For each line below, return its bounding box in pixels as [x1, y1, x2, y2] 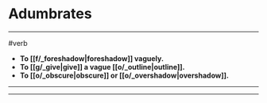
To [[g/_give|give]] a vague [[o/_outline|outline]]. [19, 62, 185, 71]
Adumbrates [8, 5, 93, 23]
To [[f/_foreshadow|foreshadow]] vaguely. [19, 53, 164, 63]
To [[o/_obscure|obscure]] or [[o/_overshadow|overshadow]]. [19, 71, 229, 80]
